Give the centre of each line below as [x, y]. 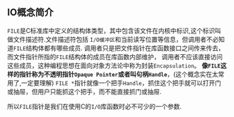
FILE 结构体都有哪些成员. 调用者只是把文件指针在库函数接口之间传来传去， [119, 48]
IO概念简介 [31, 13]
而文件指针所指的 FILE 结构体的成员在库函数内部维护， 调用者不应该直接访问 [115, 56]
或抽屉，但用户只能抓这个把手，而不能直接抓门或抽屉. [85, 91]
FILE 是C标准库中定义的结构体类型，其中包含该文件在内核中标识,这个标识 [111, 31]
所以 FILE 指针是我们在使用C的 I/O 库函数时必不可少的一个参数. [95, 106]
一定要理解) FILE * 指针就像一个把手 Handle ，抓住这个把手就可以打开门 [121, 83]
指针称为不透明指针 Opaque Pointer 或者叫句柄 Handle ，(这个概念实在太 [119, 74]
